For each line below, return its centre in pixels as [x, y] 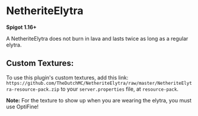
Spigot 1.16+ [21, 27]
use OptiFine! [23, 107]
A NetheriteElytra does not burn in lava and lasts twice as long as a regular [97, 38]
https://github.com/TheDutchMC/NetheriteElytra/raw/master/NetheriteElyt [99, 83]
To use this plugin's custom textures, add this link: [67, 77]
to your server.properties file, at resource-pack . [120, 89]
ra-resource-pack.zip [33, 90]
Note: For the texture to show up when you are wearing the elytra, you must [99, 100]
